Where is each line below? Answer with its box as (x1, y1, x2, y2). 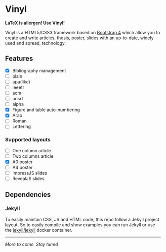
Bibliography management (12, 67, 66, 73)
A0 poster (12, 159, 33, 165)
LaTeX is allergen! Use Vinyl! (5, 20, 65, 26)
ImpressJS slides (12, 170, 47, 176)
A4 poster (12, 164, 33, 170)
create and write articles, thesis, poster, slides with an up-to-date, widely (5, 35, 154, 41)
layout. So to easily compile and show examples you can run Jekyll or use (5, 222, 156, 228)
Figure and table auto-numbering (12, 107, 80, 113)
